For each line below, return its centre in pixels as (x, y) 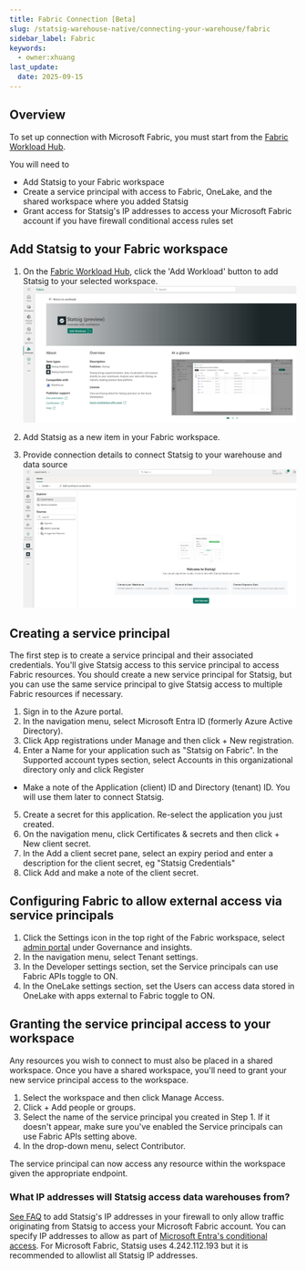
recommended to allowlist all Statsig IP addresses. (104, 1255)
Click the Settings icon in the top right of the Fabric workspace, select (153, 937)
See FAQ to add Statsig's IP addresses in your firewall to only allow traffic (147, 1216)
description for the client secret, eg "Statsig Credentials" (129, 863)
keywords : (28, 48)
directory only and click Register (83, 770)
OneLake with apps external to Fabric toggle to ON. (119, 995)
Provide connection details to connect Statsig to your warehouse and (152, 455)
